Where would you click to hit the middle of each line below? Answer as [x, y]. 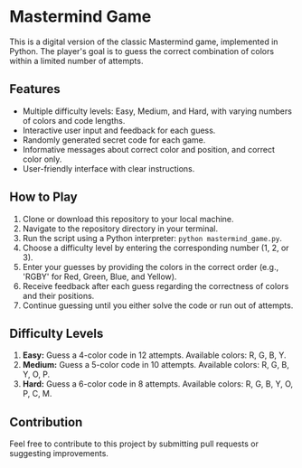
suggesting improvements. [59, 454]
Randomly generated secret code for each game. [114, 140]
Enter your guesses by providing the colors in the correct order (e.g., [150, 267]
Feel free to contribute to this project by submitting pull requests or [134, 444]
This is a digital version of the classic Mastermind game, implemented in [144, 42]
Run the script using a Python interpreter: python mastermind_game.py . [152, 238]
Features [35, 89]
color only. [42, 159]
